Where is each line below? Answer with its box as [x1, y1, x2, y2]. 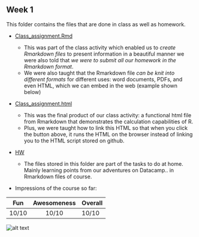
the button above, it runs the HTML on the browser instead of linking [23, 130, 193, 138]
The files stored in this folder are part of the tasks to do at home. [23, 160, 184, 167]
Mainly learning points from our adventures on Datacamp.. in [23, 166, 174, 174]
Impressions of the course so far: [14, 184, 97, 192]
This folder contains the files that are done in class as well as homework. [6, 20, 186, 28]
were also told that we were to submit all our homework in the [23, 56, 177, 63]
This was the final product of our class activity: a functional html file [23, 111, 192, 118]
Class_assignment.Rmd [14, 32, 73, 39]
